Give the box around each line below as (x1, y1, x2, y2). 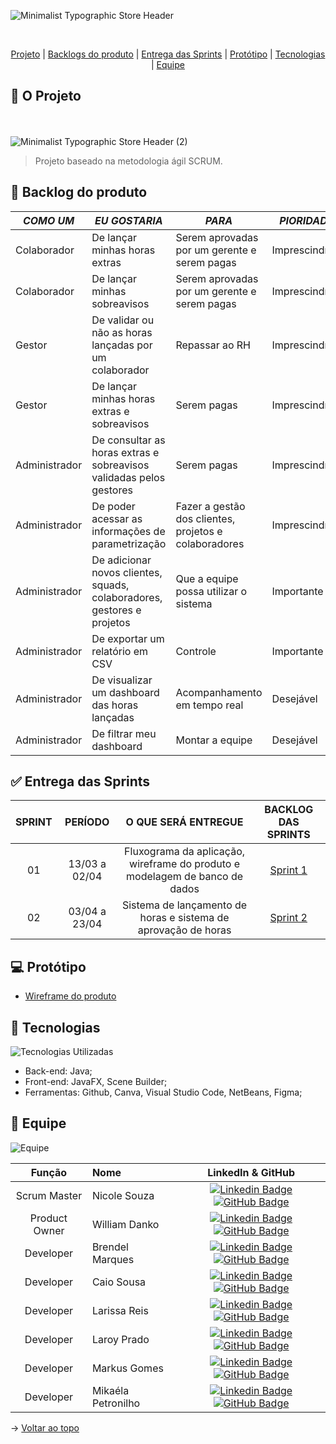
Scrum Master (15, 1188, 83, 1202)
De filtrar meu (91, 726, 157, 740)
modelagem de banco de (126, 870, 244, 884)
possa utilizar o (175, 584, 248, 598)
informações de (91, 524, 166, 538)
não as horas (91, 325, 153, 339)
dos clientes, (175, 511, 236, 525)
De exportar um (91, 631, 165, 645)
